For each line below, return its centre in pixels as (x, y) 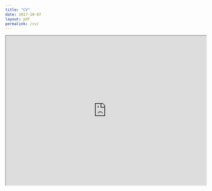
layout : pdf (18, 19)
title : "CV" (18, 10)
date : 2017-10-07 (23, 14)
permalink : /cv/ (22, 24)
